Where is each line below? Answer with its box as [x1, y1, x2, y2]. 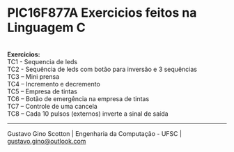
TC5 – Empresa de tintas [7, 87, 78, 96]
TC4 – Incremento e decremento [7, 79, 101, 88]
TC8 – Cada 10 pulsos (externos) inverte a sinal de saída [7, 109, 169, 118]
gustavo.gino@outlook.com [7, 137, 86, 145]
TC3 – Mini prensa [7, 72, 60, 81]
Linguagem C [7, 20, 86, 36]
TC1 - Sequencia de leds [7, 57, 78, 66]
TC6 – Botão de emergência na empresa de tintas [7, 94, 150, 102]
